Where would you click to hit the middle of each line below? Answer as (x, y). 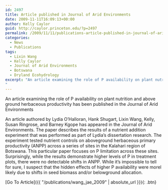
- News (16, 43)
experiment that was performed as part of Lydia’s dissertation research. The (83, 135)
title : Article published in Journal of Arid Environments (68, 15)
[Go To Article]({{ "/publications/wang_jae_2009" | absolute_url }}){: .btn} (81, 182)
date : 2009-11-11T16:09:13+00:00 (40, 19)
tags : (11, 52)
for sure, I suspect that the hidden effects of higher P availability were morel (83, 167)
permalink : (16, 33)
